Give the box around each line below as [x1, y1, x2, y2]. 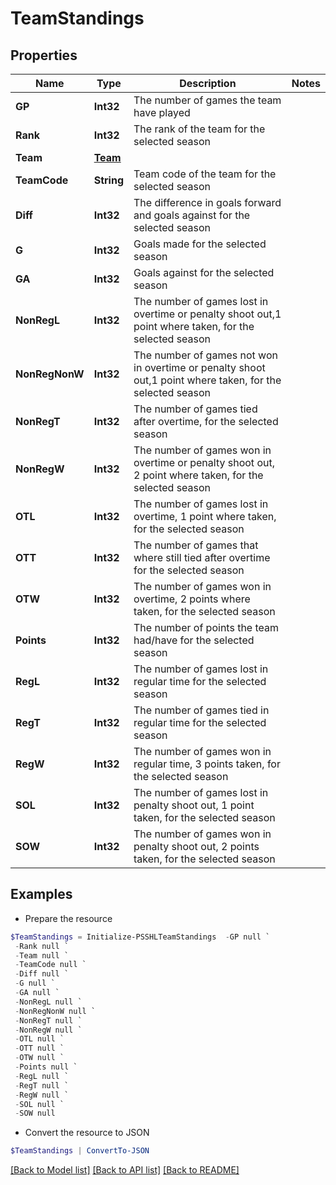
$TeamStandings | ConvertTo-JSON [10, 1146, 150, 1156]
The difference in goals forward [133, 196, 282, 209]
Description [179, 77, 237, 90]
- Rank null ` [14, 941, 70, 951]
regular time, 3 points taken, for [133, 757, 281, 771]
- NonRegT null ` [14, 1015, 83, 1026]
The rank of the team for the [133, 122, 266, 136]
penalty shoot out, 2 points [133, 840, 260, 853]
